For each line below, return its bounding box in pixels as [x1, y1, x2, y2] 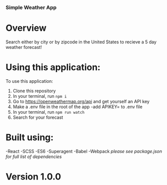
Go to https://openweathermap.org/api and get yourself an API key [12, 98, 150, 104]
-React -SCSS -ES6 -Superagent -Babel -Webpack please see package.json [5, 148, 163, 154]
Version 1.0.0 [5, 171, 61, 182]
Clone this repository [12, 88, 56, 94]
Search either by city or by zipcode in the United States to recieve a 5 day [5, 39, 157, 45]
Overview [5, 22, 47, 34]
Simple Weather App [5, 4, 57, 11]
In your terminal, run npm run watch [12, 109, 85, 115]
